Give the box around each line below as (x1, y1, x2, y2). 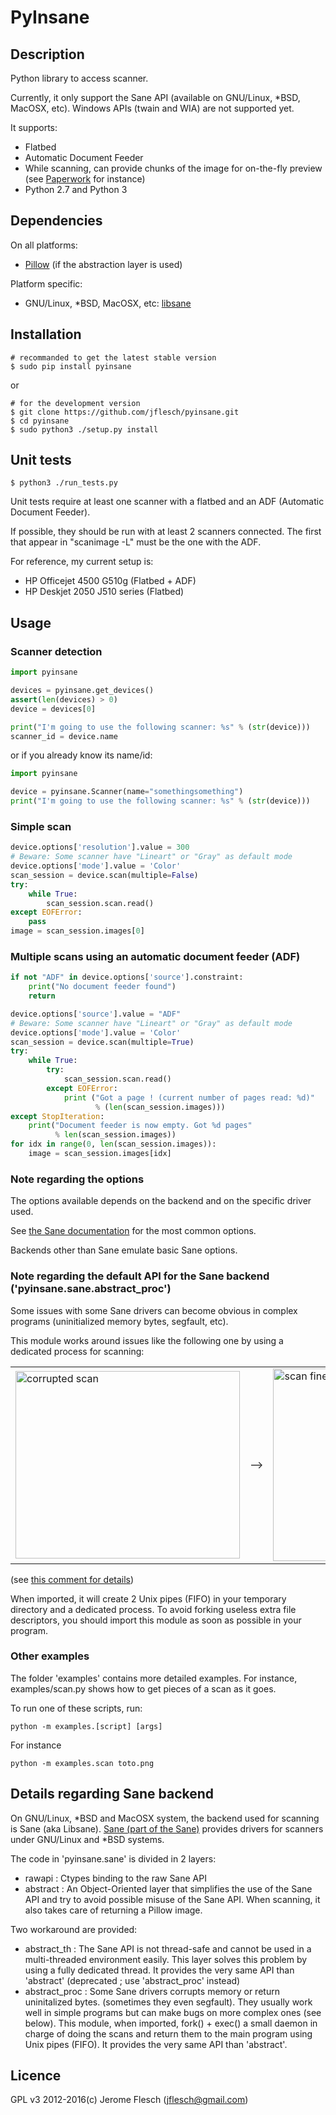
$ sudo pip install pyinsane (10, 361, 132, 371)
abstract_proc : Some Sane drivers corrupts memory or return (24, 1985, 280, 1997)
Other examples (10, 1649, 90, 1663)
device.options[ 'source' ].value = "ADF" (10, 1009, 182, 1019)
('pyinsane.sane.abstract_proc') (10, 1282, 172, 1296)
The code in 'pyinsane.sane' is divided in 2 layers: (10, 1852, 217, 1865)
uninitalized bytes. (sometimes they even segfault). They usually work (24, 1996, 313, 2008)
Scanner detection (10, 644, 103, 658)
